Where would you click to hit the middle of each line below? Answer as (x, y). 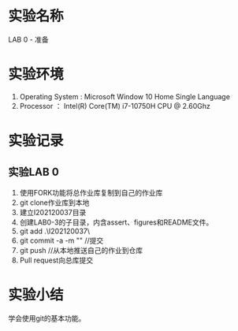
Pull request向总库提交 (56, 260)
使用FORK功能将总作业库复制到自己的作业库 (91, 192)
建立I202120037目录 (53, 212)
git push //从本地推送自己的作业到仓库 (81, 250)
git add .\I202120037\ (55, 231)
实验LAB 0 (33, 172)
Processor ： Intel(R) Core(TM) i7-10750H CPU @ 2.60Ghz (115, 106)
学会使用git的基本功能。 (47, 318)
